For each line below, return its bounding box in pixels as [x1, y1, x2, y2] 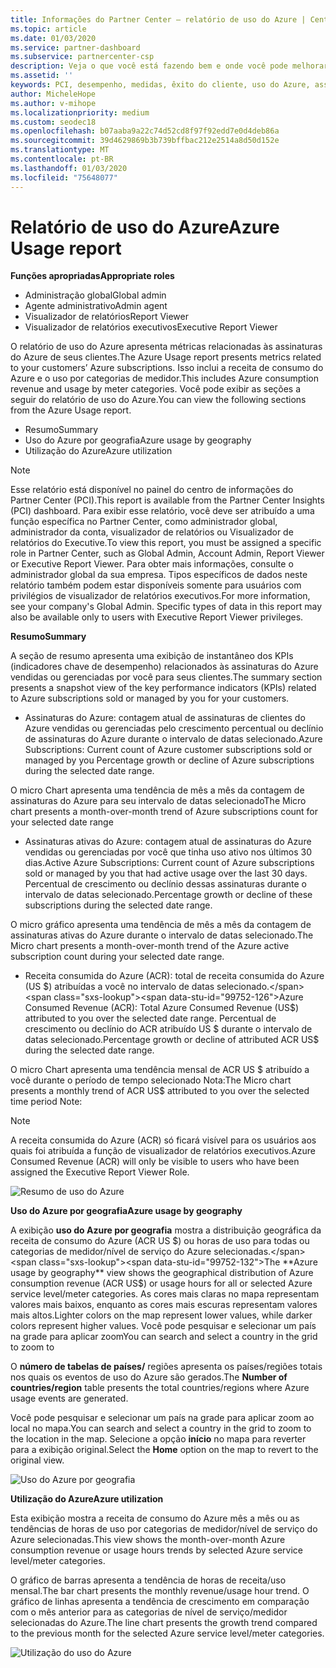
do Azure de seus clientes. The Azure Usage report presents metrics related [10, 351, 322, 363]
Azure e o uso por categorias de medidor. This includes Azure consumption [10, 372, 320, 385]
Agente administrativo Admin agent [24, 300, 168, 312]
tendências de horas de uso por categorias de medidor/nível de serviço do [10, 1523, 318, 1535]
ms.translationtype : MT [10, 145, 110, 155]
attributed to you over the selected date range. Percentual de [24, 1012, 277, 1025]
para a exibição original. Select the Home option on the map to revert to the [10, 1444, 319, 1456]
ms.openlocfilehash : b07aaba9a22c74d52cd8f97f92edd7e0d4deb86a [10, 126, 280, 136]
